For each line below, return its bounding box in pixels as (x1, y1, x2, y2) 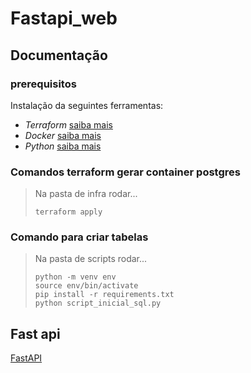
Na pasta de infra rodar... (34, 188, 138, 200)
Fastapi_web (10, 7, 118, 30)
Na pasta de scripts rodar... (34, 253, 148, 265)
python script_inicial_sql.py (34, 298, 162, 309)
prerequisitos (10, 77, 77, 91)
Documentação (10, 47, 108, 64)
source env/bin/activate (34, 281, 139, 291)
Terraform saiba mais (24, 118, 113, 131)
